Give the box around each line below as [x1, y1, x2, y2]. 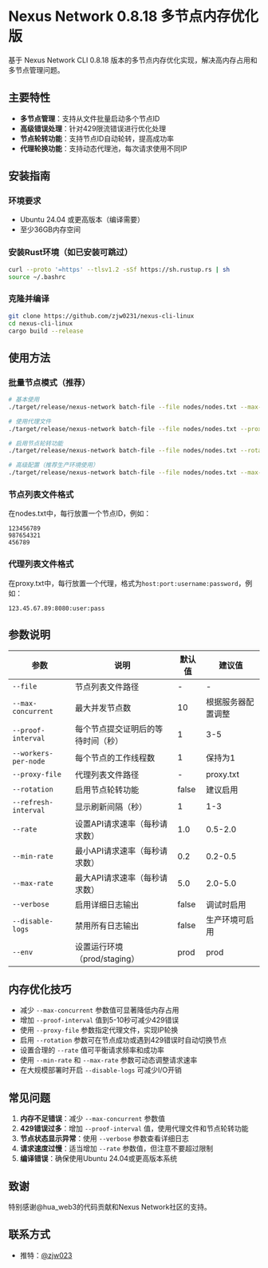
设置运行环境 [74, 941, 124, 952]
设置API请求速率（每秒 [74, 818, 160, 829]
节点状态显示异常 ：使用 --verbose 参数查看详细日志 [19, 1134, 190, 1143]
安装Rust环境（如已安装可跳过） [8, 247, 133, 258]
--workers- [12, 748, 53, 758]
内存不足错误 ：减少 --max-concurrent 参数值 [19, 1114, 166, 1123]
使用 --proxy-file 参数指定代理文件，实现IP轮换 [19, 1025, 179, 1035]
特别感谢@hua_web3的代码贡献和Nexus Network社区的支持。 [8, 1202, 211, 1211]
